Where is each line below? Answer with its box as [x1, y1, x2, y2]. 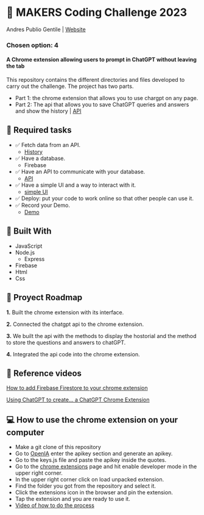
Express [24, 255, 45, 262]
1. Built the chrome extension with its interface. [6, 308, 124, 316]
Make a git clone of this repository [15, 444, 102, 451]
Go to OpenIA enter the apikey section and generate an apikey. [15, 450, 173, 457]
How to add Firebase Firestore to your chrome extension [6, 384, 148, 392]
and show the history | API [15, 107, 82, 115]
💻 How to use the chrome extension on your [6, 414, 178, 425]
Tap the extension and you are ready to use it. [15, 495, 131, 503]
